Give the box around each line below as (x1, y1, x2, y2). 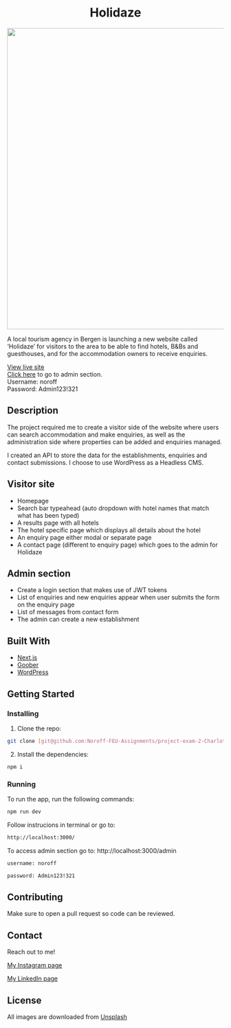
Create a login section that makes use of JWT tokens (16, 586, 167, 594)
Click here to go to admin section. (7, 370, 103, 378)
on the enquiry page (16, 600, 75, 609)
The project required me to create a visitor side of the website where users (7, 423, 219, 431)
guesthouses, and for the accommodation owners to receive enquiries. (7, 349, 208, 357)
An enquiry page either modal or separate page (16, 533, 152, 541)
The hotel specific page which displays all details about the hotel (16, 525, 201, 534)
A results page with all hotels (16, 518, 100, 527)
